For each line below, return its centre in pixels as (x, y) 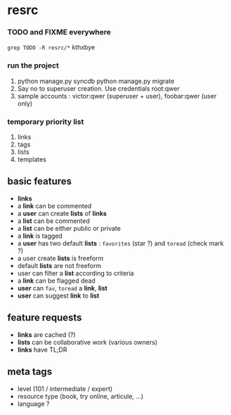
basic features (40, 181)
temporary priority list (46, 122)
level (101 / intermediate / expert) (65, 388)
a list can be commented (53, 221)
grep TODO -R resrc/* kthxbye (51, 47)
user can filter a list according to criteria (76, 273)
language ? (33, 404)
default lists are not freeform (59, 265)
